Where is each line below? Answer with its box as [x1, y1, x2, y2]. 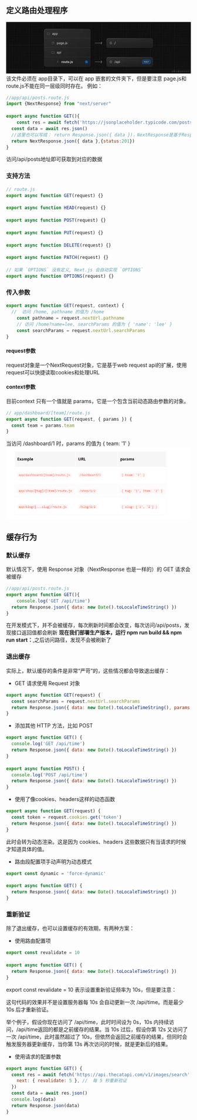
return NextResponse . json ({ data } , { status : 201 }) [11, 138, 135, 144]
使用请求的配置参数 [14, 1053, 62, 1060]
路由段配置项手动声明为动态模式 [14, 858, 92, 865]
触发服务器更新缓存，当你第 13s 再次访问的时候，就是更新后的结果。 [6, 1041, 171, 1048]
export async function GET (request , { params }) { [6, 416, 133, 422]
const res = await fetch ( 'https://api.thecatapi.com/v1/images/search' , [11, 1072, 193, 1078]
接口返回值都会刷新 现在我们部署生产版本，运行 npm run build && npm [11, 629, 182, 636]
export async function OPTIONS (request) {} [6, 273, 114, 280]
